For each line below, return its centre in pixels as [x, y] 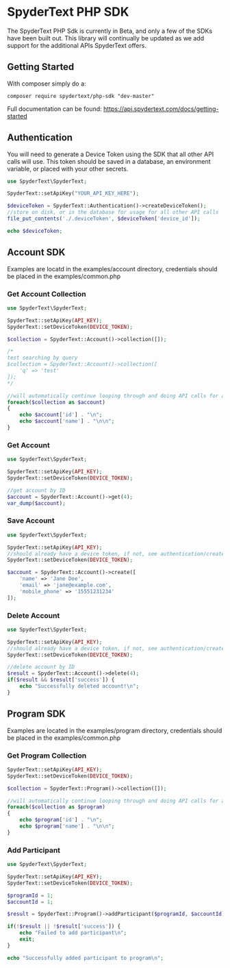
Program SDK [37, 714]
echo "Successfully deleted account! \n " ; [79, 686]
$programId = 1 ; [30, 895]
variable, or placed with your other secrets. [68, 169]
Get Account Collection [47, 294]
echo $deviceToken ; [35, 231]
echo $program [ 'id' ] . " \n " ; [61, 820]
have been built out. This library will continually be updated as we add [105, 38]
